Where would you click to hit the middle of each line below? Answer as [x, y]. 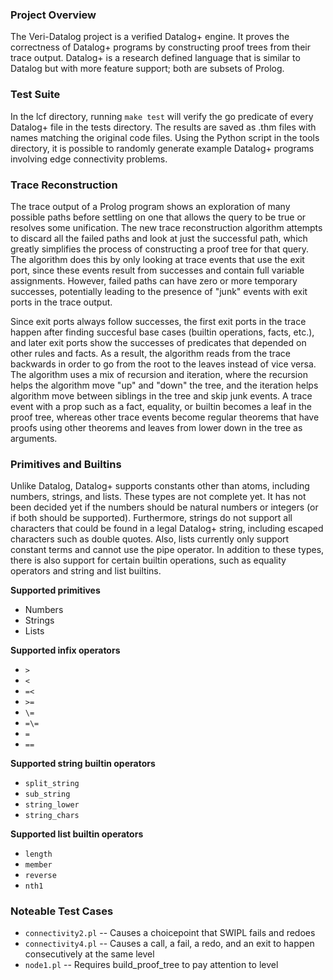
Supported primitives [55, 590]
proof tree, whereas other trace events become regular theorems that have [165, 417]
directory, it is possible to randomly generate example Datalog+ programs [162, 148]
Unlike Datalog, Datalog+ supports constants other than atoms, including [160, 486]
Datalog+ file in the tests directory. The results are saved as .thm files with [163, 127]
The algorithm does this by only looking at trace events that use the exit [157, 259]
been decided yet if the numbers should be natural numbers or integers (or [164, 507]
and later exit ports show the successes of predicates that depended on [158, 342]
